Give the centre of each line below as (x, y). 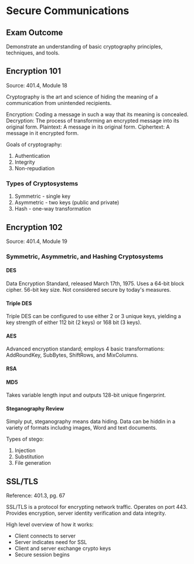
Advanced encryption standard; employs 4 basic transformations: (86, 349)
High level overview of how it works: (50, 525)
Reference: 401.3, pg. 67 (36, 496)
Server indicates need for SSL (51, 542)
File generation (33, 463)
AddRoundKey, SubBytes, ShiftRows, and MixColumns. (72, 355)
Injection (25, 451)
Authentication (32, 156)
